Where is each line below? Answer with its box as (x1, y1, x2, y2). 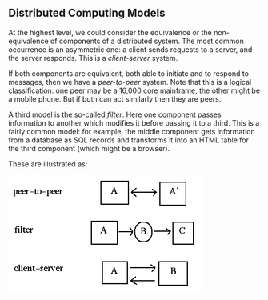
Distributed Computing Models (8, 6, 166, 20)
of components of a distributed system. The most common (50, 36, 244, 46)
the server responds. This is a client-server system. (8, 53, 178, 62)
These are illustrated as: (8, 159, 88, 169)
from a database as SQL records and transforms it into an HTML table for (8, 135, 250, 145)
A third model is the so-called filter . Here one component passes (8, 110, 222, 119)
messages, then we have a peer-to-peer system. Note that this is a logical (8, 77, 252, 86)
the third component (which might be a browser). (8, 143, 170, 153)
